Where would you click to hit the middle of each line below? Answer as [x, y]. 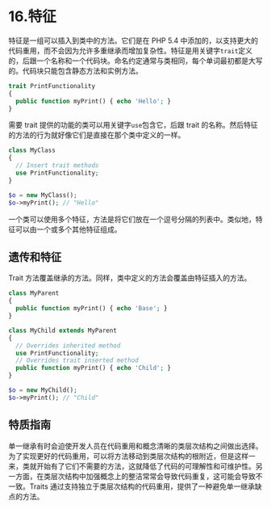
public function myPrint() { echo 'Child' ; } [94, 368]
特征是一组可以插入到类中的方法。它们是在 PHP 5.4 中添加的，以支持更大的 [133, 40]
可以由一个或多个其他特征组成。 [68, 229]
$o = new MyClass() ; [43, 195]
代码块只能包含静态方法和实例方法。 [82, 70]
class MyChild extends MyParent [63, 330]
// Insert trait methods [57, 166]
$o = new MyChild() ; [43, 390]
